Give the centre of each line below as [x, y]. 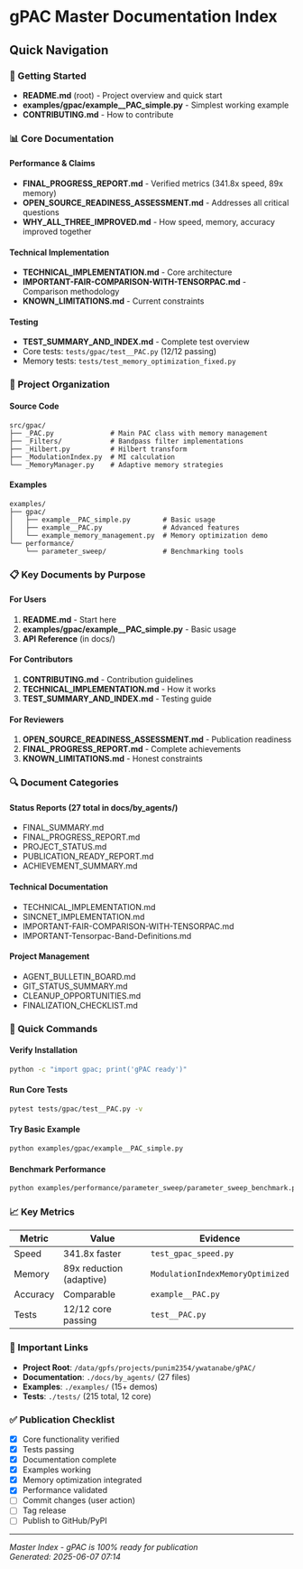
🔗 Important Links [49, 1348]
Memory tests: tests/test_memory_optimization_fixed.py [129, 361]
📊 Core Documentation [62, 138]
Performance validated [65, 1490]
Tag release [44, 1510]
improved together [57, 231]
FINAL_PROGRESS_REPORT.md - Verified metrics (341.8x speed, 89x [153, 183]
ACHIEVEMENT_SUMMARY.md [80, 866]
